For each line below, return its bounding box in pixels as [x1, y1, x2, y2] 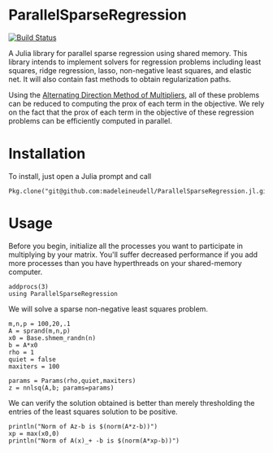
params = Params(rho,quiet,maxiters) [8, 377, 136, 385]
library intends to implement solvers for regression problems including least [8, 57, 262, 67]
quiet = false [8, 355, 57, 364]
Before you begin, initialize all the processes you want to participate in [8, 241, 244, 250]
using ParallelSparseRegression [8, 290, 118, 298]
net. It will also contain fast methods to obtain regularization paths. [8, 74, 232, 84]
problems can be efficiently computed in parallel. [8, 115, 172, 125]
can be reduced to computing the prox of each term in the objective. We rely [8, 98, 265, 108]
